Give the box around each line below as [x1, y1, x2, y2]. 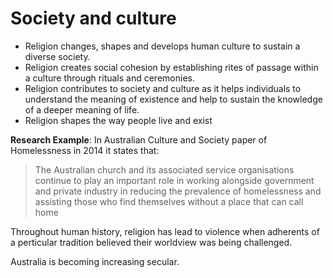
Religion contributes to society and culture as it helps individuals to [24, 82, 302, 94]
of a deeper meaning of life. [24, 103, 140, 116]
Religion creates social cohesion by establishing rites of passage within [24, 61, 319, 73]
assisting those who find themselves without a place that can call [34, 195, 304, 207]
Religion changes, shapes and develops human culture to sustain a [24, 40, 301, 52]
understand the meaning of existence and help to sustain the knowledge [24, 93, 323, 105]
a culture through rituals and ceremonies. [24, 72, 195, 84]
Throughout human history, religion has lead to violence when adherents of [10, 225, 320, 237]
